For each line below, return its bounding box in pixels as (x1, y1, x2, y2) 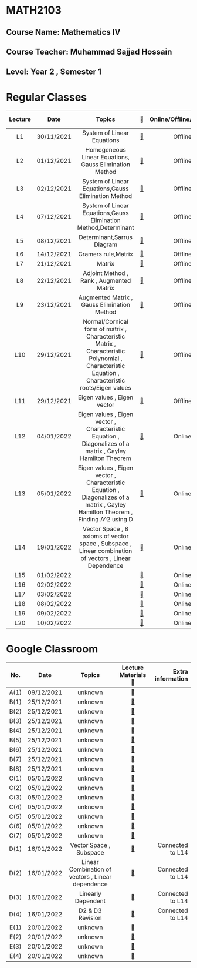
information (154, 675, 188, 683)
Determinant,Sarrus (79, 233, 133, 242)
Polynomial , (89, 354, 123, 363)
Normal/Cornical (83, 318, 129, 326)
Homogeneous (85, 146, 126, 154)
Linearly (79, 890, 101, 898)
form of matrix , (84, 325, 127, 333)
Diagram (93, 240, 117, 249)
